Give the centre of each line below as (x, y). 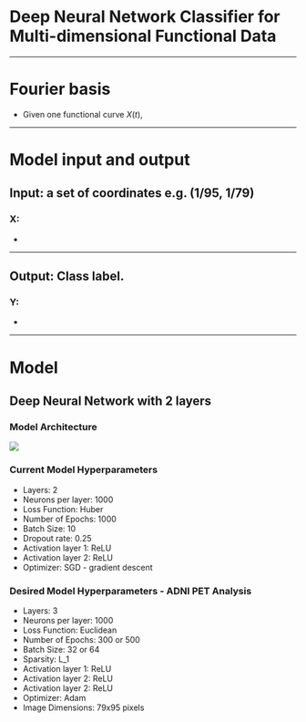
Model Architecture (53, 427)
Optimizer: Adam (54, 697)
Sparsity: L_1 (46, 659)
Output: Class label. (67, 277)
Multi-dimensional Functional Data (143, 36)
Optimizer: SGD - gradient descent (87, 567)
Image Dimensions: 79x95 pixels (83, 707)
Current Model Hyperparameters (83, 469)
